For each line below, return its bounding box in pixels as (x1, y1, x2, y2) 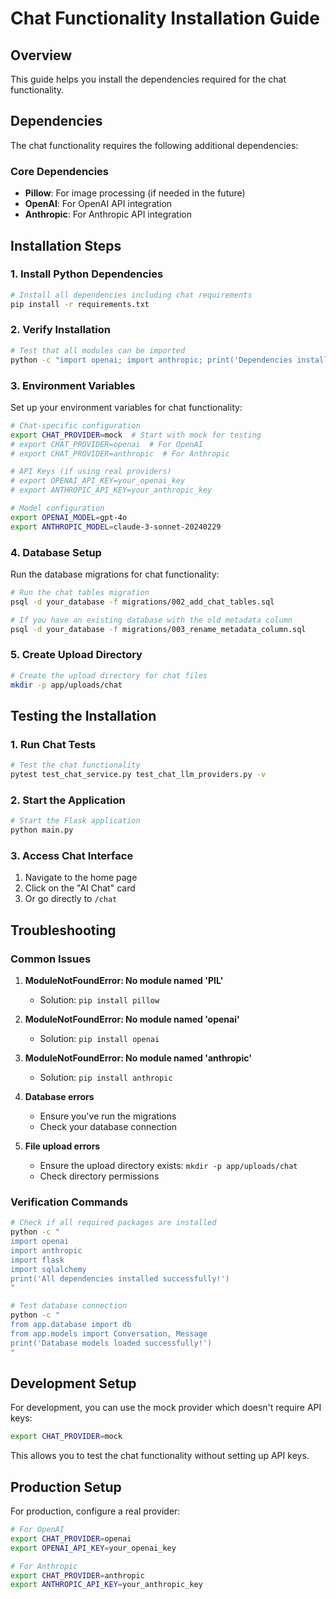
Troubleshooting (10, 922, 117, 939)
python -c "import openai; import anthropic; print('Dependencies (10, 355, 293, 365)
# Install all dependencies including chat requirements (10, 290, 253, 300)
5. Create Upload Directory (10, 648, 143, 662)
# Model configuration (10, 503, 105, 514)
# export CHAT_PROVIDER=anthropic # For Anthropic (10, 448, 230, 459)
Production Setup (10, 1478, 122, 1496)
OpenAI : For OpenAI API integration (24, 198, 173, 210)
